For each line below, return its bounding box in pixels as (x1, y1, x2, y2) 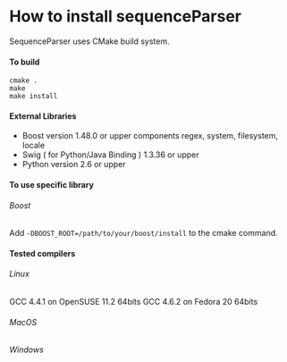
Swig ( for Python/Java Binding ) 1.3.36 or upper (21, 149, 199, 160)
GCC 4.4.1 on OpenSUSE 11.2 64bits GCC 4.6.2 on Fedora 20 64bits (9, 296, 258, 307)
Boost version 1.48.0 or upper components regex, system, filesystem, (21, 130, 279, 141)
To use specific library (9, 179, 94, 189)
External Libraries (9, 110, 77, 122)
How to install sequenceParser (9, 6, 241, 27)
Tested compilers (9, 248, 76, 258)
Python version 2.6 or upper (21, 159, 126, 170)
